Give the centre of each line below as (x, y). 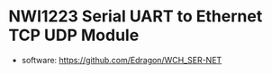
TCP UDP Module (74, 35)
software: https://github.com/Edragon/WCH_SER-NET (122, 60)
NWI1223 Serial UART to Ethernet (136, 16)
